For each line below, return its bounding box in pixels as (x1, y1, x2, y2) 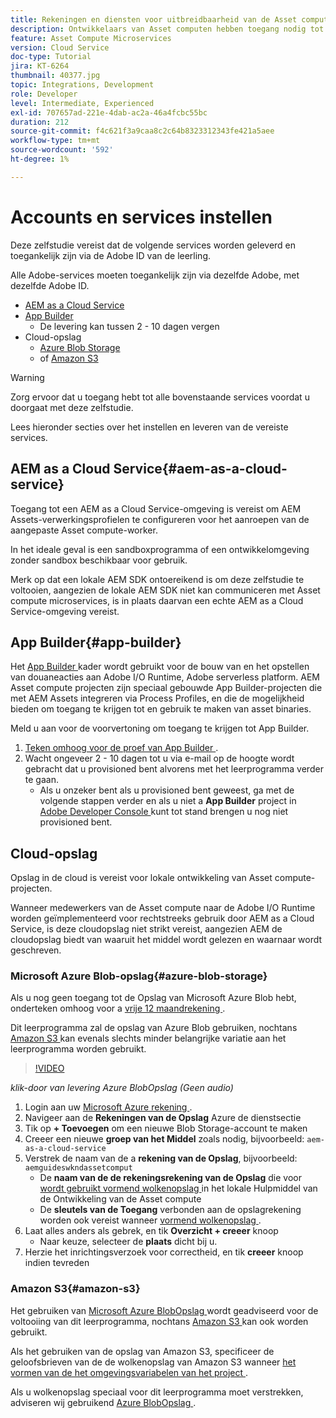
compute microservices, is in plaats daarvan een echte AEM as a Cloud (10, 594, 304, 606)
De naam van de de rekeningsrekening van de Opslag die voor (39, 1172, 303, 1184)
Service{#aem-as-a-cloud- (113, 461, 288, 478)
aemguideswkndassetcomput (24, 1163, 133, 1173)
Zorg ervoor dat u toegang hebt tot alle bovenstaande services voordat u (10, 391, 310, 403)
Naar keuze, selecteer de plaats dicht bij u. (39, 1236, 218, 1248)
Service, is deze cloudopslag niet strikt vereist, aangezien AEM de (10, 923, 283, 935)
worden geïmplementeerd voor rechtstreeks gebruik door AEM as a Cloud (10, 912, 315, 925)
